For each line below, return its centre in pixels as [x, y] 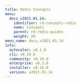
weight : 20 [25, 37]
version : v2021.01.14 [31, 72]
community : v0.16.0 [29, 59]
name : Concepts [29, 27]
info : [10, 45]
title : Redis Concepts [28, 9]
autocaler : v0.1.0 [28, 50]
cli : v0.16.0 [22, 54]
